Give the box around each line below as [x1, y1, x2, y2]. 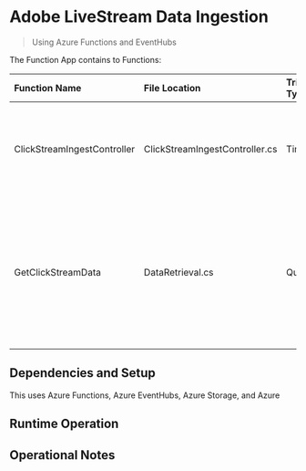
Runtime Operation [9, 416, 119, 432]
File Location [144, 81, 201, 94]
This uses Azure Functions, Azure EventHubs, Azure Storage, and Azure [9, 390, 280, 401]
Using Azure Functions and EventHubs [31, 37, 178, 47]
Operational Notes [9, 447, 116, 463]
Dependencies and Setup [9, 365, 157, 381]
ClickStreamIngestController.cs [144, 142, 278, 155]
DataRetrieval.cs [144, 266, 214, 278]
